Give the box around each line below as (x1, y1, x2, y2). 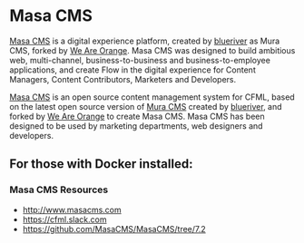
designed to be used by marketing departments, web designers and (9, 120, 263, 131)
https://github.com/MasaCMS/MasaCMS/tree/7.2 (22, 223, 206, 234)
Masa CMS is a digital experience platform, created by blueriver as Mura (9, 35, 280, 46)
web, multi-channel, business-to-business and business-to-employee (9, 54, 270, 65)
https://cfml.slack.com (22, 214, 107, 225)
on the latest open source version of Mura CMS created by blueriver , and (9, 101, 283, 112)
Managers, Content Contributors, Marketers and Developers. (9, 73, 237, 84)
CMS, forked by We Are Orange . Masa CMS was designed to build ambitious (9, 44, 296, 55)
